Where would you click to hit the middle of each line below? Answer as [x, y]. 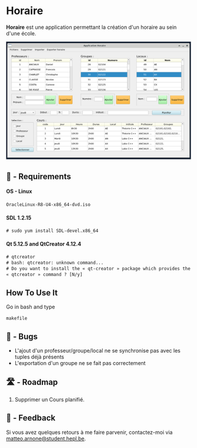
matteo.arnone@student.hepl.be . [46, 438]
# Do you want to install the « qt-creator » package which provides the [98, 269]
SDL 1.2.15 [19, 218]
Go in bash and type [31, 307]
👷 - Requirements [39, 176]
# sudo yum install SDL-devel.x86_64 [52, 231]
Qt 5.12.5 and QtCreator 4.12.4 [44, 244]
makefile [17, 318]
